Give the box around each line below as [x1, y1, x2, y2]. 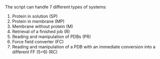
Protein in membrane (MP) [12, 19, 65, 24]
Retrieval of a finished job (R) [12, 29, 70, 34]
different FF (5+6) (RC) [12, 49, 58, 55]
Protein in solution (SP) [12, 13, 58, 19]
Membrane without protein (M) [12, 24, 73, 29]
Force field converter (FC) [12, 39, 64, 45]
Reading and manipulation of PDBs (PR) [12, 34, 91, 39]
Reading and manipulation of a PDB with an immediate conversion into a [12, 44, 156, 49]
